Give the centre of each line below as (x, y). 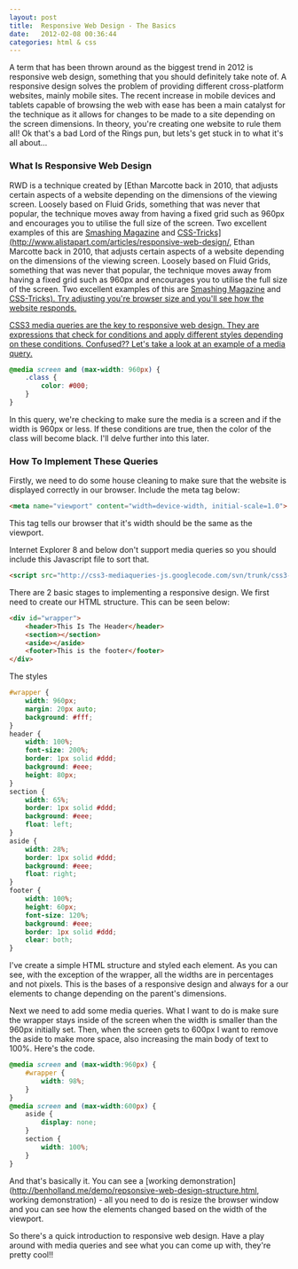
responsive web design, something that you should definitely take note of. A (148, 77)
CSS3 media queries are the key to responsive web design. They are (134, 325)
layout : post (33, 17)
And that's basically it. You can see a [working (94, 1180)
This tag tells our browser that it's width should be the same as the (131, 524)
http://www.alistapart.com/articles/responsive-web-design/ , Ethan (133, 241)
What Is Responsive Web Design (81, 166)
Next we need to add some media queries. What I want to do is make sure (144, 1011)
